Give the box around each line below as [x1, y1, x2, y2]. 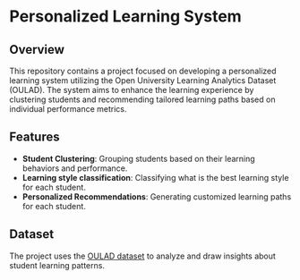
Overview [9, 42, 65, 57]
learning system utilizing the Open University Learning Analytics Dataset [9, 75, 277, 86]
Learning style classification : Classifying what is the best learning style [21, 172, 289, 182]
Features [9, 130, 60, 145]
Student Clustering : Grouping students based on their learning [21, 153, 255, 164]
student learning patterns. [9, 259, 106, 270]
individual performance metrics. [9, 104, 127, 114]
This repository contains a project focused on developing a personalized [9, 65, 277, 76]
